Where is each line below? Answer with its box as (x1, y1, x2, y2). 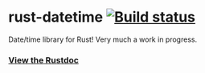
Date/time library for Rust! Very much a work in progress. (8, 34, 198, 44)
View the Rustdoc (8, 55, 79, 66)
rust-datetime (8, 8, 104, 26)
